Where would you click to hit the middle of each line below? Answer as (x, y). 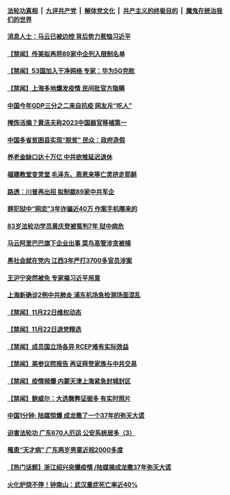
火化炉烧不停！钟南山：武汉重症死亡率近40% (72, 485)
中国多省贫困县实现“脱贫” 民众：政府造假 (66, 140)
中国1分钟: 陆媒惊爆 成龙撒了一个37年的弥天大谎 (76, 416)
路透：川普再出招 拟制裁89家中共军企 (61, 191)
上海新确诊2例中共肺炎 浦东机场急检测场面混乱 (74, 295)
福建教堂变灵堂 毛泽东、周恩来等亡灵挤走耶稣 (72, 174)
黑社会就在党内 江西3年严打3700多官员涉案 (70, 260)
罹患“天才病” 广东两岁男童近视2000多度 (65, 450)
